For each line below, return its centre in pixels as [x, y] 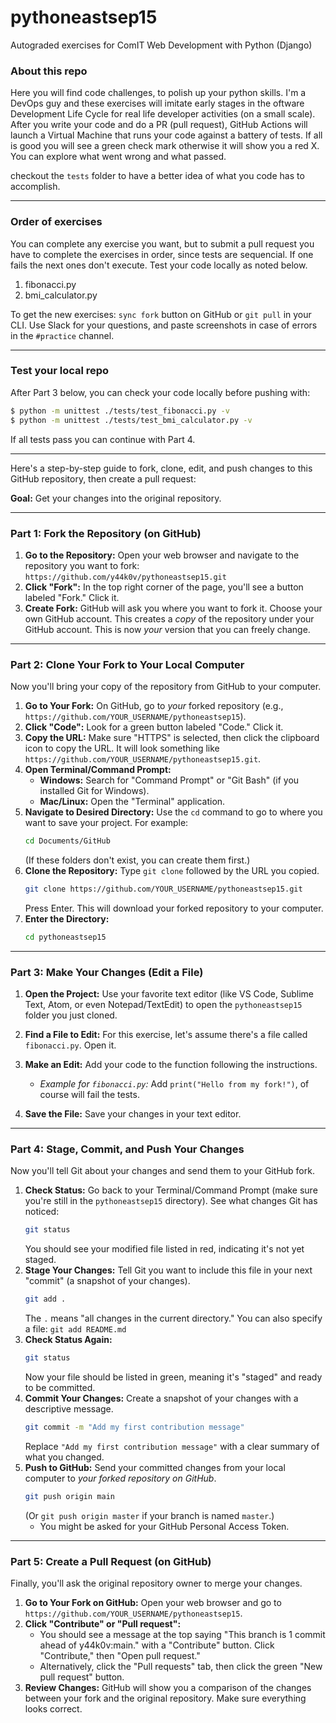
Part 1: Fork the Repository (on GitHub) [106, 533]
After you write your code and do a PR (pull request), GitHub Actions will [159, 125]
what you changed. [64, 1457]
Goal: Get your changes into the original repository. [116, 498]
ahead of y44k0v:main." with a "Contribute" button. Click [157, 1645]
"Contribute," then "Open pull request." [120, 1656]
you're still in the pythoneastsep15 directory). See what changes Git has [171, 1201]
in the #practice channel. [62, 335]
